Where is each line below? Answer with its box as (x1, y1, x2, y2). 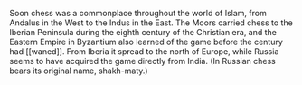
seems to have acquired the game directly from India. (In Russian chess (9, 56, 276, 66)
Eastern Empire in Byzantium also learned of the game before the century (9, 36, 283, 47)
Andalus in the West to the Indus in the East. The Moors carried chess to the (9, 17, 294, 28)
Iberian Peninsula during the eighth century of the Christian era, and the (9, 27, 278, 37)
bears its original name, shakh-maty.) (9, 65, 148, 76)
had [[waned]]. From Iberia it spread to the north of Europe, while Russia (9, 46, 279, 57)
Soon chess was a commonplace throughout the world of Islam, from (9, 8, 267, 18)
